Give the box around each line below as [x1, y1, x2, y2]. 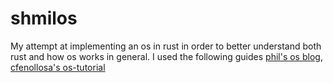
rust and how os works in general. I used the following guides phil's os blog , [10, 50, 323, 62]
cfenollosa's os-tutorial [10, 61, 106, 73]
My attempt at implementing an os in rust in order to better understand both [10, 40, 322, 52]
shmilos [10, 7, 78, 30]
